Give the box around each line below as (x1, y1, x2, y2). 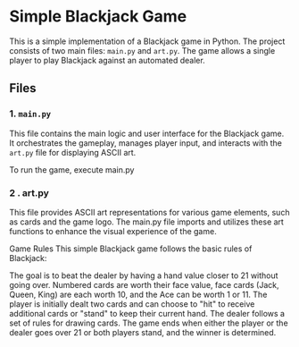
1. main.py (9, 107, 52, 120)
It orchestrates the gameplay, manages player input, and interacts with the (9, 137, 283, 148)
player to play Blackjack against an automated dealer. (9, 55, 205, 65)
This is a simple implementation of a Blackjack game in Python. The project (9, 36, 286, 47)
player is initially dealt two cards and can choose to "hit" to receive (9, 298, 255, 309)
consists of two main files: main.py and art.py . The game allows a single (9, 45, 276, 55)
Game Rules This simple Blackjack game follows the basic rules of (9, 243, 253, 254)
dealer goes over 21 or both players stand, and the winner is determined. (9, 326, 277, 337)
